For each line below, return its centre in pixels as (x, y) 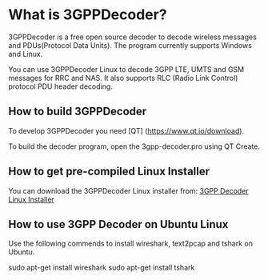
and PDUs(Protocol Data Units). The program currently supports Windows (130, 45)
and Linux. (26, 54)
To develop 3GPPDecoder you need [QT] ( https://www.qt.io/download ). (126, 130)
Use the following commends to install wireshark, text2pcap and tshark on (131, 244)
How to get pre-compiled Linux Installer (109, 172)
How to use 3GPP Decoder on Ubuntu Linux (118, 224)
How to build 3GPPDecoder (78, 112)
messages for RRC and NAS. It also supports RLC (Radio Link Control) (123, 78)
